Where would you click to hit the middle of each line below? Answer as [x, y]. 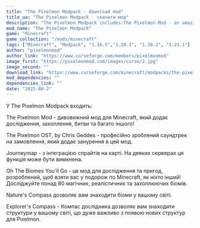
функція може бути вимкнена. [44, 159]
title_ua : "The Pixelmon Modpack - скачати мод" [68, 17]
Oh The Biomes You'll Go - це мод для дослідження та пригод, [85, 170]
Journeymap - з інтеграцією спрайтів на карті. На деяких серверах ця [95, 153]
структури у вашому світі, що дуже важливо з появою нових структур [96, 213]
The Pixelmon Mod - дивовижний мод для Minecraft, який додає [87, 117]
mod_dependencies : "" [33, 78]
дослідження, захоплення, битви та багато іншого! [70, 123]
